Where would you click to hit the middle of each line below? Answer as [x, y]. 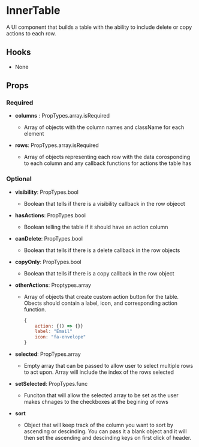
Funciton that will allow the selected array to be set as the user [101, 395]
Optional [19, 179]
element [34, 134]
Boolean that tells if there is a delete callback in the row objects [102, 250]
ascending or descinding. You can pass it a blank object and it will [105, 431]
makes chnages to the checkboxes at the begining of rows [96, 402]
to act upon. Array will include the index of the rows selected [99, 372]
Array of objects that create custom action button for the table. [101, 296]
